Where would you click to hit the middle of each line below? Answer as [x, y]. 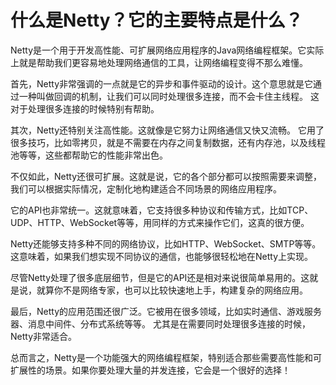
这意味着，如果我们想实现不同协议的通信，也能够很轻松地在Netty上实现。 [162, 256]
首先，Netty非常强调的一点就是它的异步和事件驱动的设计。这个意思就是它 [162, 83]
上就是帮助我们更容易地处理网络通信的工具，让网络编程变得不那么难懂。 [159, 62]
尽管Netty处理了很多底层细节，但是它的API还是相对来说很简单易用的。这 [160, 277]
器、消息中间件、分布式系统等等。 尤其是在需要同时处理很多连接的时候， [160, 323]
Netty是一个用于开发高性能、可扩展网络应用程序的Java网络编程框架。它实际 [167, 50]
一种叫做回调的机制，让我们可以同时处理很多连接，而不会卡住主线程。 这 [169, 96]
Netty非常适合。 [44, 336]
